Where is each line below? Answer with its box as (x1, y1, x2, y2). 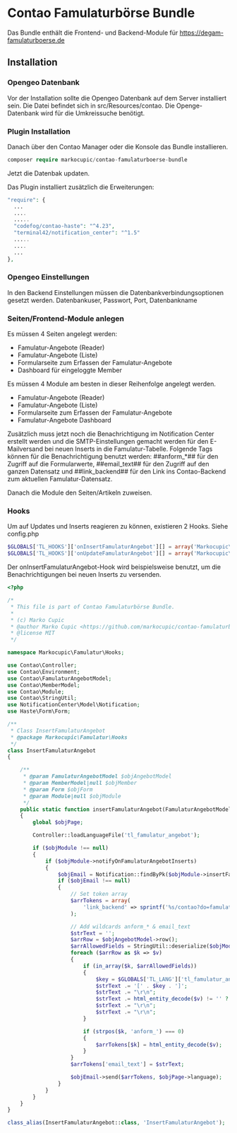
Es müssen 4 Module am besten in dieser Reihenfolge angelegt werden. (7, 380, 217, 389)
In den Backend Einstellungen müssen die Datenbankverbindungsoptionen (7, 288, 224, 297)
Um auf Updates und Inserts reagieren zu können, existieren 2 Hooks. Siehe (7, 522, 229, 531)
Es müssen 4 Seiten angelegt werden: (7, 330, 118, 338)
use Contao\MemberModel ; (7, 681, 80, 689)
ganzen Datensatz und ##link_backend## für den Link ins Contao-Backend (7, 467, 226, 476)
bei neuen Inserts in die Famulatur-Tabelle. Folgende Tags (44, 444, 213, 454)
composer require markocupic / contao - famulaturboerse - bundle (7, 156, 188, 163)
